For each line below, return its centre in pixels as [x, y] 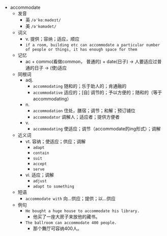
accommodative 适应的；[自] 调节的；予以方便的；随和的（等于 [98, 92]
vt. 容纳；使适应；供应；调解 [55, 141]
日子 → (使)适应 [51, 68]
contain [41, 153]
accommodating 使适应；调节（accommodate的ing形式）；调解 [97, 129]
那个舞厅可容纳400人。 [57, 228]
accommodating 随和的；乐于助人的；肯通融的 [80, 86]
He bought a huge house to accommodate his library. [82, 211]
